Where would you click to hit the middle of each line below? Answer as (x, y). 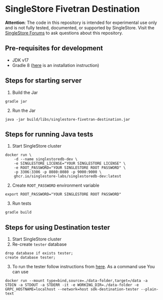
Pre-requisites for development (54, 48)
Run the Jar (24, 110)
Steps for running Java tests (49, 134)
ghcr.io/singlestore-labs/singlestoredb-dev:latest (68, 176)
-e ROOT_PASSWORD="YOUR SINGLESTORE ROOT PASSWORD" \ (70, 168)
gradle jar (16, 101)
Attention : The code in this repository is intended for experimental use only (81, 22)
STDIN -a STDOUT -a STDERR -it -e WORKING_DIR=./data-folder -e (72, 285)
